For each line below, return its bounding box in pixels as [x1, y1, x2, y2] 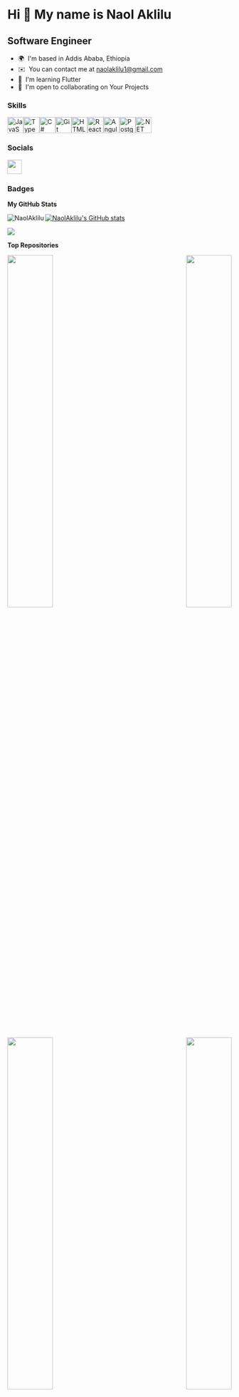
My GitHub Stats [7, 200, 58, 208]
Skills [7, 100, 27, 110]
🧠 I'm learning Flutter [17, 75, 81, 83]
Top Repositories [7, 240, 59, 249]
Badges [7, 183, 34, 193]
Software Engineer [7, 35, 92, 47]
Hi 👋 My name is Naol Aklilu [7, 6, 172, 23]
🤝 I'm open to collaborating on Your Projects [17, 83, 149, 91]
